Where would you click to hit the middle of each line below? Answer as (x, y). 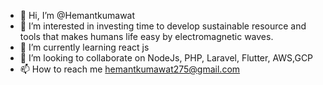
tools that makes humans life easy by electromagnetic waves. (146, 36)
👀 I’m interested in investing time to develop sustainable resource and (163, 26)
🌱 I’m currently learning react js (84, 47)
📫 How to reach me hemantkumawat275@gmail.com (130, 69)
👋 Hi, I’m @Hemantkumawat (77, 15)
